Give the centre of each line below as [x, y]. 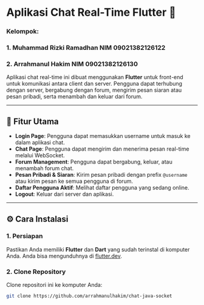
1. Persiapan [25, 236]
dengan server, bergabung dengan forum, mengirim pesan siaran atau [94, 90]
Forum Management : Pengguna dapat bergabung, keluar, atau [94, 162]
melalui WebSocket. [40, 156]
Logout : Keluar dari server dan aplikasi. [64, 194]
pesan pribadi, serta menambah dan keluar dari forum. [74, 97]
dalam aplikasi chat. [40, 143]
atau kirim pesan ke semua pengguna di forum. [74, 181]
